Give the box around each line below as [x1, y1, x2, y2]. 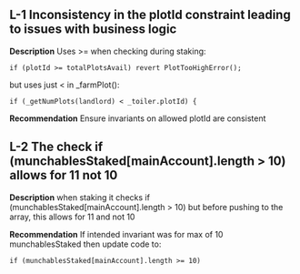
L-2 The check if [9, 139, 104, 155]
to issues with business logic [9, 22, 177, 37]
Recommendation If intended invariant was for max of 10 [9, 228, 224, 239]
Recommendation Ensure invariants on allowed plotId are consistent [9, 113, 266, 124]
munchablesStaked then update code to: [9, 238, 162, 249]
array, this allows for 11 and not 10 [9, 211, 135, 222]
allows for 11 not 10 [9, 167, 118, 183]
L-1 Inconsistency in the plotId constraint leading [9, 7, 291, 23]
